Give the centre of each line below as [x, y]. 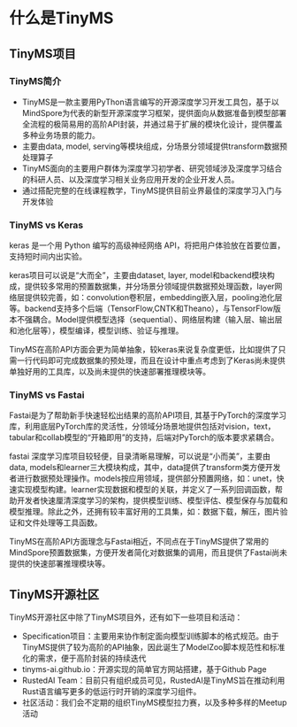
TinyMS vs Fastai [47, 395]
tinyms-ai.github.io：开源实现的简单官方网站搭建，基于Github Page [144, 669]
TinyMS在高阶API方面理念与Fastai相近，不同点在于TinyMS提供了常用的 [139, 542]
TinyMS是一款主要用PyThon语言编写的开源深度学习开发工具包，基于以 [151, 102]
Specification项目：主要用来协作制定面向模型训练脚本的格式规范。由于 [151, 636]
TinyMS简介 [35, 81]
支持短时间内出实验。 [48, 257]
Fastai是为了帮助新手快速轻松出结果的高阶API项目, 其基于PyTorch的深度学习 [148, 415]
